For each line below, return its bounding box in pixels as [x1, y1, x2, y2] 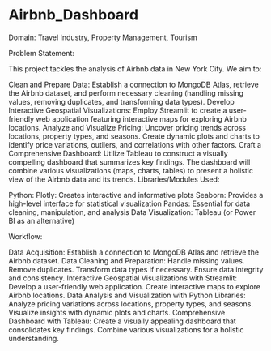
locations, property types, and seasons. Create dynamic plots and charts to [8, 131, 260, 141]
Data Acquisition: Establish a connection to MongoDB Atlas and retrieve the [8, 247, 260, 257]
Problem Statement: [8, 48, 75, 58]
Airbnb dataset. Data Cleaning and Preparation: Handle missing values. [8, 255, 245, 265]
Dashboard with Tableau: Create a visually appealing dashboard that [8, 316, 236, 326]
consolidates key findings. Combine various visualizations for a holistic [8, 324, 244, 334]
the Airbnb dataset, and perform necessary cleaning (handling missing [8, 88, 244, 98]
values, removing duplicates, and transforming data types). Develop [8, 96, 235, 106]
